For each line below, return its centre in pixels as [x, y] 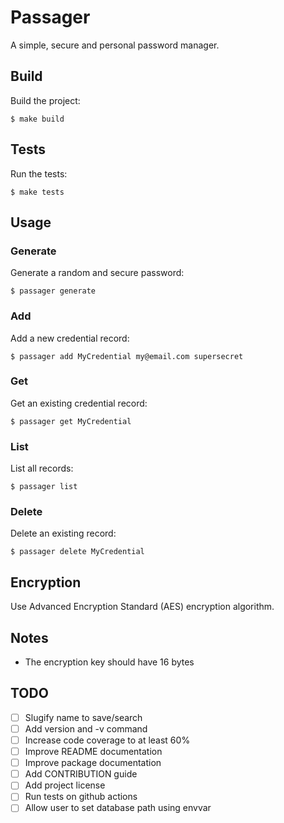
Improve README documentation [93, 752]
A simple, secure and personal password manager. [115, 45]
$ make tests [37, 192]
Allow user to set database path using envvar [118, 808]
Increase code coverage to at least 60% [107, 740]
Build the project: [45, 100]
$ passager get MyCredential [71, 421]
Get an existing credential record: [79, 403]
